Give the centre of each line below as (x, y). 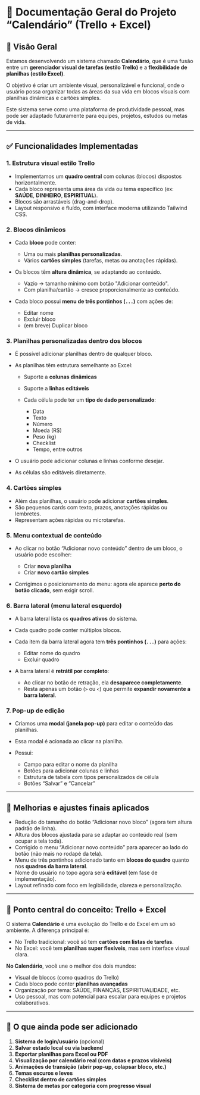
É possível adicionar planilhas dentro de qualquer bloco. (84, 354)
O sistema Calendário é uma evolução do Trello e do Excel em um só (91, 924)
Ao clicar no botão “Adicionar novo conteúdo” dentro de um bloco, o (99, 548)
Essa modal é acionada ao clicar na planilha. (69, 742)
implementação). (35, 879)
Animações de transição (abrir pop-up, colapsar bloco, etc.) (90, 1066)
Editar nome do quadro (52, 653)
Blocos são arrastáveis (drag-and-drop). (64, 201)
